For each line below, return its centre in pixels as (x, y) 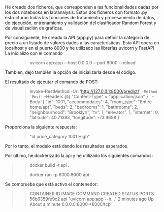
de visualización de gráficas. (34, 28)
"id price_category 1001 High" (60, 136)
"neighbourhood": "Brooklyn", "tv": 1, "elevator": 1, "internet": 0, (94, 112)
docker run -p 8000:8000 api (59, 175)
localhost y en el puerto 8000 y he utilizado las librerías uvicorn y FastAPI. (81, 48)
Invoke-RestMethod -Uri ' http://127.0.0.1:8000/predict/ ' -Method (93, 91)
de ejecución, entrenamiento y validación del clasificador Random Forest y (81, 23)
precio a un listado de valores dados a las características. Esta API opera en (82, 43)
